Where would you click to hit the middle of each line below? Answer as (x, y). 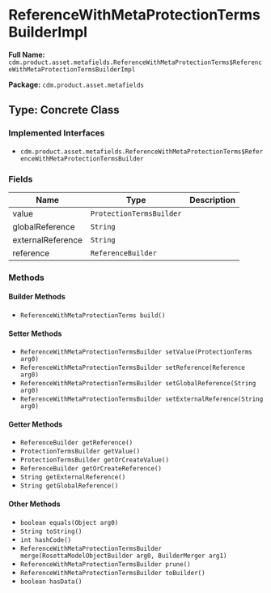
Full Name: (27, 54)
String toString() (51, 531)
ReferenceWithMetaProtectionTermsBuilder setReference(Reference (132, 368)
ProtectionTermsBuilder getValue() (80, 452)
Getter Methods (36, 424)
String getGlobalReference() (69, 486)
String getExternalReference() (73, 477)
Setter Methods (35, 333)
